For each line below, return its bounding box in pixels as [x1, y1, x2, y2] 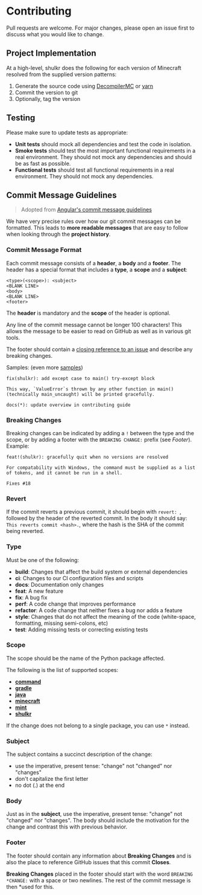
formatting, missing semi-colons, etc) [14, 619, 109, 627]
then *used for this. [6, 883, 54, 890]
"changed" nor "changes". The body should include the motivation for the [6, 817, 189, 824]
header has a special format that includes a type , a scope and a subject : [6, 266, 188, 273]
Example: [6, 442, 30, 450]
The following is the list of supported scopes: [6, 666, 119, 673]
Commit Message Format [6, 246, 82, 254]
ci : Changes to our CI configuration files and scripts [14, 574, 144, 581]
